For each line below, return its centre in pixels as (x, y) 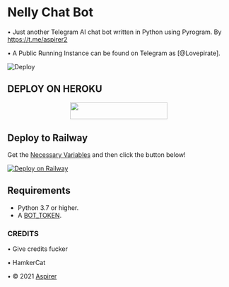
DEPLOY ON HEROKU (55, 89)
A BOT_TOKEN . (40, 215)
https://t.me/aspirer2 (37, 39)
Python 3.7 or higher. (48, 207)
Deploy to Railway (48, 137)
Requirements (39, 191)
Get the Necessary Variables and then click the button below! (96, 155)
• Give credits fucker (38, 249)
